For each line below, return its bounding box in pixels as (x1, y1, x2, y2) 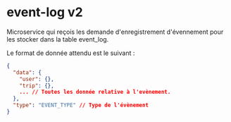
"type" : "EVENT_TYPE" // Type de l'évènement (13, 102, 149, 109)
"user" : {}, (19, 75, 54, 83)
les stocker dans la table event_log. (6, 35, 109, 43)
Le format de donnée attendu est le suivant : (6, 49, 135, 57)
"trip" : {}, (19, 82, 54, 89)
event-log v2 (6, 4, 83, 20)
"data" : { (13, 68, 42, 76)
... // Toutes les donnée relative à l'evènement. (19, 89, 171, 96)
